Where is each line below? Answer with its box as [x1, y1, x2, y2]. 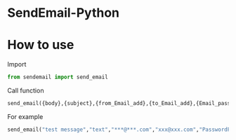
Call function [7, 86, 44, 94]
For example [7, 112, 44, 120]
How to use [7, 37, 74, 53]
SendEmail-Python [7, 5, 120, 21]
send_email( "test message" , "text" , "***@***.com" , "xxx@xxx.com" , [7, 126, 199, 133]
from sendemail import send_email [7, 73, 109, 81]
